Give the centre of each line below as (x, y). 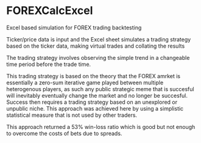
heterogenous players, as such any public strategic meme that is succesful (100, 89)
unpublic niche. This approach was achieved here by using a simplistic (95, 108)
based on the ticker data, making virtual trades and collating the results (96, 46)
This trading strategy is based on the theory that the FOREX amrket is (93, 76)
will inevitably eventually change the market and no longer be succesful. (97, 95)
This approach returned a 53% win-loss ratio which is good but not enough (101, 127)
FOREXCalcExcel (50, 11)
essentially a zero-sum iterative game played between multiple (85, 82)
